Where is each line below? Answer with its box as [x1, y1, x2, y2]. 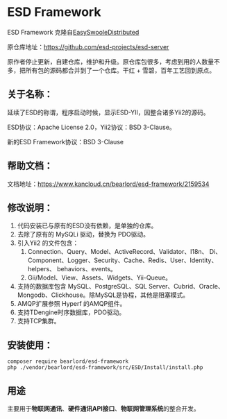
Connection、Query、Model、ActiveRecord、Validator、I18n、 [27, 248, 208, 256]
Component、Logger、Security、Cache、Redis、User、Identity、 [27, 256, 218, 264]
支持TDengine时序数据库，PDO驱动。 [17, 308, 126, 316]
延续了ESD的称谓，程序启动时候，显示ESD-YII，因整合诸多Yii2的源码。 [7, 108, 210, 117]
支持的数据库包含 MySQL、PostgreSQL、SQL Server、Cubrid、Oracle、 [17, 282, 224, 291]
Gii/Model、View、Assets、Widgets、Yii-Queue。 [27, 273, 172, 282]
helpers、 [27, 265, 56, 273]
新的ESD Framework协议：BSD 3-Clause [7, 137, 124, 146]
